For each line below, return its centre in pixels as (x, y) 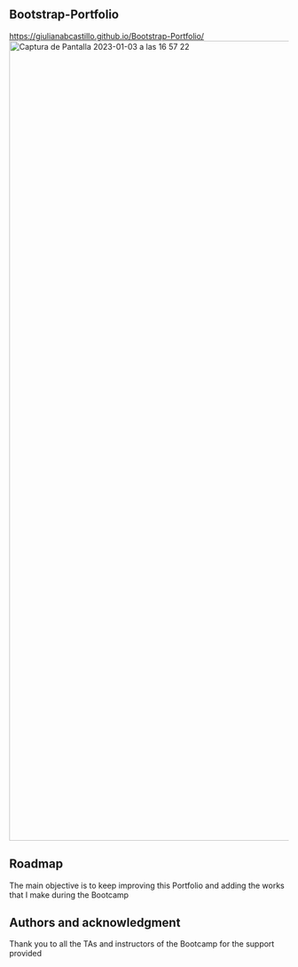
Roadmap (36, 864)
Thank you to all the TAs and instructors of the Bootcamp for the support (142, 944)
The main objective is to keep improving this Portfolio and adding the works (147, 885)
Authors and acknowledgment (95, 923)
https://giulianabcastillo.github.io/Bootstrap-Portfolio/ (107, 36)
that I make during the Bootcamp (69, 895)
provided (26, 954)
